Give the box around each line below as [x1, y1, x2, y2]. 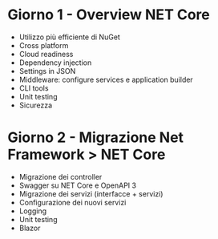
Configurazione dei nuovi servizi [18, 197, 127, 207]
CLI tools [18, 83, 49, 93]
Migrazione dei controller [18, 172, 103, 181]
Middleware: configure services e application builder [18, 75, 193, 84]
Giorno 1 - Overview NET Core [7, 6, 210, 24]
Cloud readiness [18, 49, 74, 59]
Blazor [18, 223, 41, 233]
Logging [18, 206, 47, 216]
